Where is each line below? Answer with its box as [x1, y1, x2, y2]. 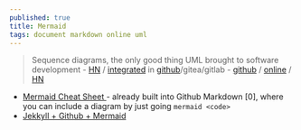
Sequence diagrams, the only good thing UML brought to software [31, 55, 279, 66]
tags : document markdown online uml [9, 30, 147, 39]
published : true [9, 13, 71, 23]
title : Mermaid [9, 22, 67, 31]
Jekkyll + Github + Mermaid [22, 110, 127, 122]
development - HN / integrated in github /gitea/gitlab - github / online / [31, 64, 292, 75]
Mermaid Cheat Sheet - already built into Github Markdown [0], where [22, 91, 284, 102]
